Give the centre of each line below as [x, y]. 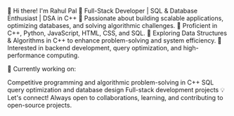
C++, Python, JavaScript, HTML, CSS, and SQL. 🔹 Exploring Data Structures [117, 33]
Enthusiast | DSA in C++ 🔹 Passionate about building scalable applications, [115, 18]
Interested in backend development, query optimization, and [95, 48]
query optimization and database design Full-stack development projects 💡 [116, 90]
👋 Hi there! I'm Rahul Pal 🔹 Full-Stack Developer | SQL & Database [103, 11]
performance [26, 55]
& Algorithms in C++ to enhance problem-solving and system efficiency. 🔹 [115, 41]
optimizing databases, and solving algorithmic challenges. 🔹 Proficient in [112, 26]
